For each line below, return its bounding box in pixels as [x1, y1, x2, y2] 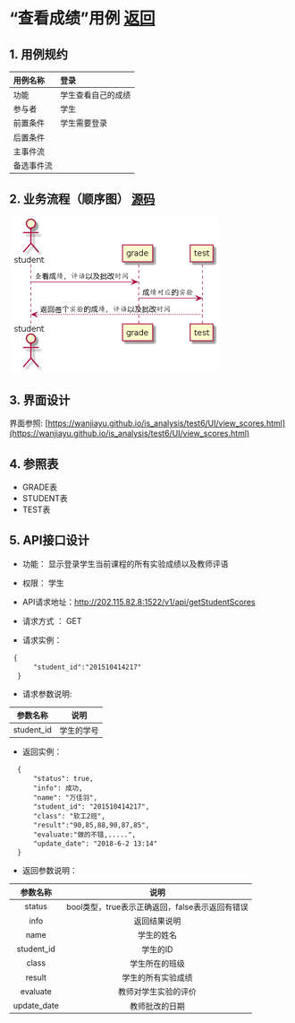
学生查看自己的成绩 [60, 89, 131, 100]
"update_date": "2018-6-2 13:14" [32, 839, 158, 848]
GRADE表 [21, 481, 58, 492]
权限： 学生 [21, 577, 64, 588]
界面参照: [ [9, 418, 49, 429]
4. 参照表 [9, 456, 59, 472]
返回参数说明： [21, 865, 78, 875]
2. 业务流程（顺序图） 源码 [9, 191, 156, 206]
